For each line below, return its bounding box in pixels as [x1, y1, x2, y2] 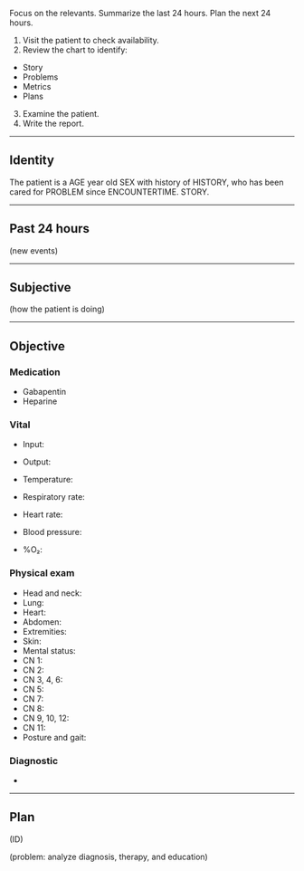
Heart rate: [22, 509, 63, 520]
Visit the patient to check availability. [22, 35, 160, 45]
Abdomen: [22, 616, 62, 627]
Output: [22, 456, 52, 467]
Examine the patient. [22, 109, 100, 119]
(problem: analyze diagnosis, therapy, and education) [9, 851, 208, 862]
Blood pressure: [22, 527, 82, 538]
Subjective [9, 280, 71, 295]
